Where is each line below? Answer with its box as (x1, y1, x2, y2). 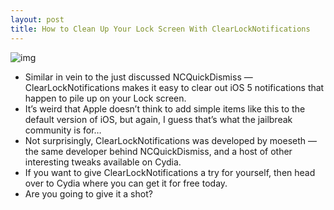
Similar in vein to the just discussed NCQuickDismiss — (24, 71, 253, 83)
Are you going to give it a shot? (24, 187, 153, 200)
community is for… (24, 124, 102, 136)
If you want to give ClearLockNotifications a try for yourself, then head (24, 166, 316, 178)
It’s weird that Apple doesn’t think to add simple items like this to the (24, 102, 306, 115)
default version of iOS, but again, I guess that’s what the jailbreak (24, 113, 293, 125)
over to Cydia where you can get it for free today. (24, 177, 228, 189)
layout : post (10, 14, 65, 25)
